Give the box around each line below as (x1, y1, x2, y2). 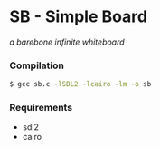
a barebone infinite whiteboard (9, 36, 125, 47)
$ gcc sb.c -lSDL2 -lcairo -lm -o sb (9, 80, 152, 89)
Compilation (9, 59, 65, 72)
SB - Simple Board (9, 6, 147, 27)
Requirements (9, 102, 73, 114)
